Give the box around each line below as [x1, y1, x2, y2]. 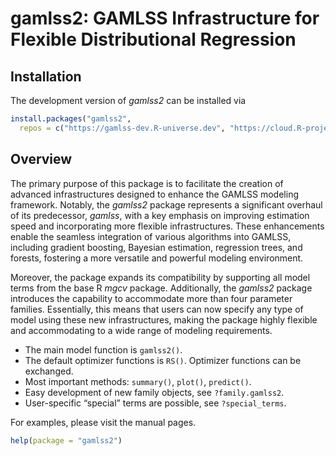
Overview [10, 151, 73, 168]
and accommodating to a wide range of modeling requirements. [10, 324, 273, 336]
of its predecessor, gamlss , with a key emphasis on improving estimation [10, 209, 310, 221]
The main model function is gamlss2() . [24, 343, 183, 356]
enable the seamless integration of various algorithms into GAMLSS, [10, 230, 292, 242]
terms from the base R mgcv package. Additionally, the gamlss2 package [10, 282, 313, 294]
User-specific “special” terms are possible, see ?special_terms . [24, 397, 287, 409]
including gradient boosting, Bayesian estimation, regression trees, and [10, 241, 303, 253]
